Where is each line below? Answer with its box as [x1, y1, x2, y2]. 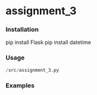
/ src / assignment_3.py [5, 67, 60, 73]
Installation [5, 26, 39, 34]
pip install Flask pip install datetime [5, 39, 92, 46]
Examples [5, 81, 35, 90]
